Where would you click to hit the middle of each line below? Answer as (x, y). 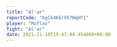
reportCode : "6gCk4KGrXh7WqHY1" (47, 18)
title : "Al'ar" (26, 12)
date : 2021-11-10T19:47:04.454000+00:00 (59, 35)
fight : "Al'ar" (26, 29)
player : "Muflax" (28, 23)
